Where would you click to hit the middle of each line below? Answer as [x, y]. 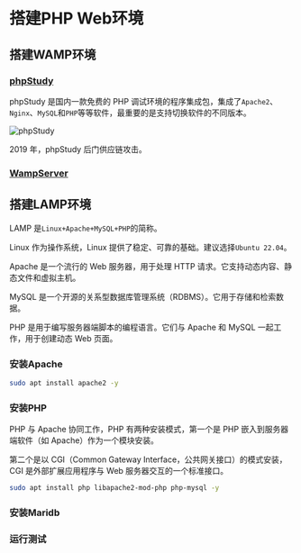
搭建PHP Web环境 [77, 18]
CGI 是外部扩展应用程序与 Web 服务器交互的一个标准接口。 [119, 471]
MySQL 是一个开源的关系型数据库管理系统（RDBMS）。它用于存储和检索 [143, 296]
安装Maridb [35, 512]
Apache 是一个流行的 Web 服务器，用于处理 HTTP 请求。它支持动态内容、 [147, 266]
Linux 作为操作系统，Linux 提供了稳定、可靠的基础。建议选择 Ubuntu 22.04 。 [150, 247]
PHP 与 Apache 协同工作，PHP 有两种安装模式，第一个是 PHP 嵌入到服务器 [149, 430]
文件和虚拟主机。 [49, 277]
